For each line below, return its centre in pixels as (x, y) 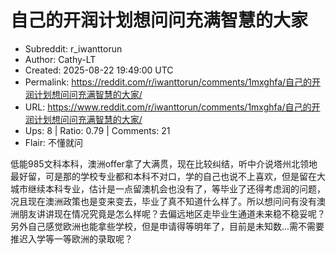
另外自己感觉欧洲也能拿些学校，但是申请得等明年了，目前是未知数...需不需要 (167, 226)
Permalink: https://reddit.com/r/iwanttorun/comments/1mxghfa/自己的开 (173, 82)
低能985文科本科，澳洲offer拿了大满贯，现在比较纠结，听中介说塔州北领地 (164, 163)
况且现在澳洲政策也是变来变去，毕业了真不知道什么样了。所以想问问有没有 (163, 201)
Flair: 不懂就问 (53, 142)
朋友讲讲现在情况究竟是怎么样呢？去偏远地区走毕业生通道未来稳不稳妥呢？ (172, 213)
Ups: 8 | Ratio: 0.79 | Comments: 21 (97, 130)
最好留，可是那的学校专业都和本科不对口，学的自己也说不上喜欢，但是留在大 (168, 176)
